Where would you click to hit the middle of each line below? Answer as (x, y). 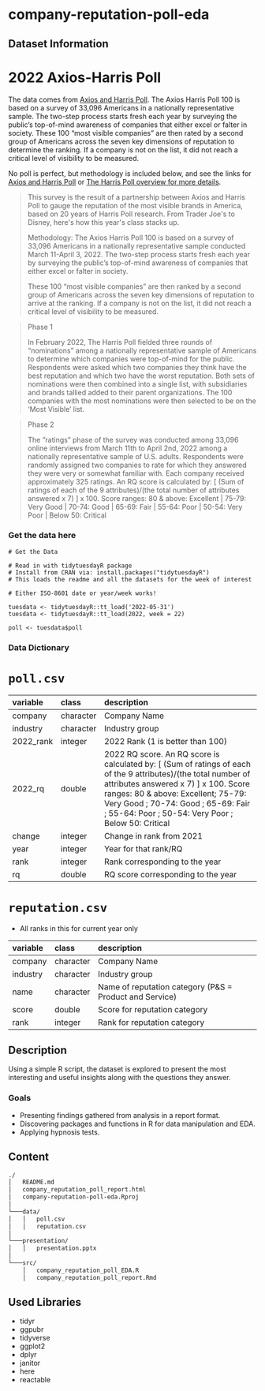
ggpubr (32, 1329)
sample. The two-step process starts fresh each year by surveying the (123, 116)
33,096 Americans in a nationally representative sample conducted (136, 245)
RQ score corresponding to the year (170, 874)
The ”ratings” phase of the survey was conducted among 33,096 (133, 439)
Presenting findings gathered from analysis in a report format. (120, 1115)
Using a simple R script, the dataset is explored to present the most (117, 1069)
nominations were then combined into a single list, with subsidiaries (137, 383)
